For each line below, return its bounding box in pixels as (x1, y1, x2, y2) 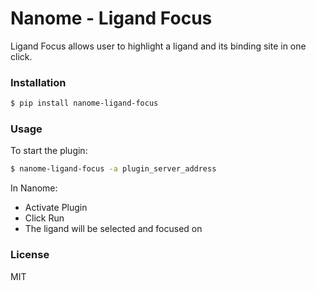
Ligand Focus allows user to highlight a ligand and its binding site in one (10, 40, 307, 52)
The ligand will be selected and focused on (24, 223, 203, 235)
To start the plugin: (10, 145, 88, 157)
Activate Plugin (24, 202, 88, 214)
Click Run (24, 212, 65, 224)
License (10, 248, 50, 262)
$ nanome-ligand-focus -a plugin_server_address (10, 164, 217, 174)
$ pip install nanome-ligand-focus (10, 98, 159, 109)
